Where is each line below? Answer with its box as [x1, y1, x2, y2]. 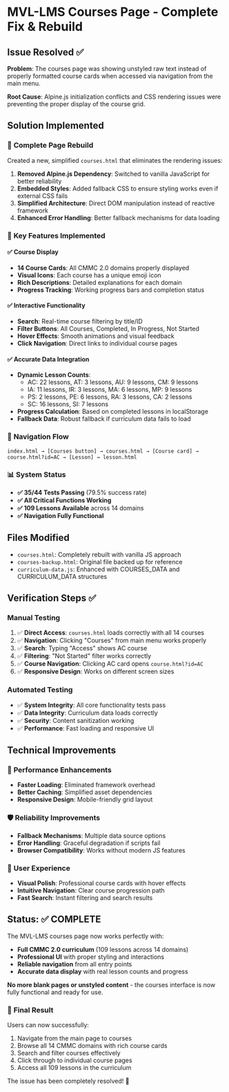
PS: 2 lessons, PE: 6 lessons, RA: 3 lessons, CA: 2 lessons [27, 393, 192, 401]
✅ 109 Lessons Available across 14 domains [17, 504, 144, 512]
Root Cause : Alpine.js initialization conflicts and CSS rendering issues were [7, 92, 221, 101]
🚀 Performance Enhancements [7, 765, 112, 775]
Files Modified [7, 532, 70, 544]
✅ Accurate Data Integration [7, 355, 90, 363]
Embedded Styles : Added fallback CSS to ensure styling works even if [17, 184, 219, 192]
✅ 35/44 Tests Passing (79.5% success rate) [17, 488, 147, 497]
